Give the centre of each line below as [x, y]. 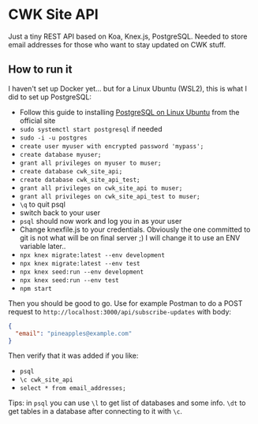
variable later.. [43, 246]
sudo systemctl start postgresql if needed [91, 128]
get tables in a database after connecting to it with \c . [95, 411]
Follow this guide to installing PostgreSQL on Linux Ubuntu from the [129, 112]
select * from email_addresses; [73, 389]
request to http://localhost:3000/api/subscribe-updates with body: [120, 311]
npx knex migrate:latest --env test [80, 263]
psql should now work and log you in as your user [101, 221]
